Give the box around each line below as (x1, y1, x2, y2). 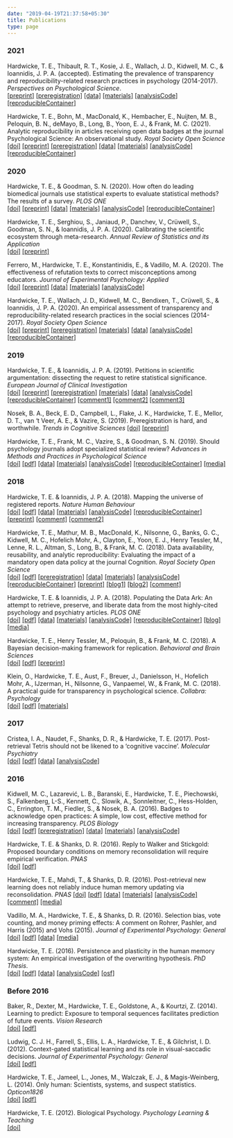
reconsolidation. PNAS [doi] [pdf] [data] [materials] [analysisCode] (7, 890, 198, 899)
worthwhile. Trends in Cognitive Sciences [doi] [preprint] (7, 424, 169, 433)
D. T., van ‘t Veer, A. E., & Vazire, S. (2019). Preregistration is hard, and (7, 417, 207, 425)
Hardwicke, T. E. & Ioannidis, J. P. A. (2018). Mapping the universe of (7, 492, 203, 501)
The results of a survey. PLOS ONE (7, 196, 107, 205)
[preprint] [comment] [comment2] (7, 514, 104, 523)
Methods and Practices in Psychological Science (7, 452, 147, 460)
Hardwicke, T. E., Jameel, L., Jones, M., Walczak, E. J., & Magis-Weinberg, (7, 1073, 220, 1082)
